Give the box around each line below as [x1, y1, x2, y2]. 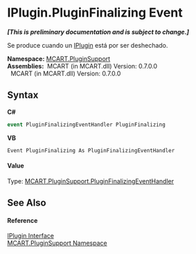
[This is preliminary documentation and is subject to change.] [7, 28, 189, 36]
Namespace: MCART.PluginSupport [7, 54, 111, 63]
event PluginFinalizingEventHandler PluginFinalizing [7, 121, 166, 128]
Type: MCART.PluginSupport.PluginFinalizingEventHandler [7, 176, 175, 185]
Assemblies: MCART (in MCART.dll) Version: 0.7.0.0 [7, 62, 158, 70]
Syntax [7, 89, 39, 101]
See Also [7, 197, 46, 209]
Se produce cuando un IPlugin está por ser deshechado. [7, 41, 168, 49]
